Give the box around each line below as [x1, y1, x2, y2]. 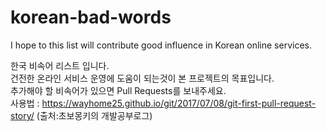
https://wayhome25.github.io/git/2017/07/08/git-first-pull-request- [41, 97, 317, 109]
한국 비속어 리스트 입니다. [10, 59, 110, 71]
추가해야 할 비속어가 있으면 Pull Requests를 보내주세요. [10, 84, 227, 96]
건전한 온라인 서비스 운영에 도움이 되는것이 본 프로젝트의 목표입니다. [10, 72, 275, 84]
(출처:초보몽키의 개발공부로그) [36, 109, 153, 121]
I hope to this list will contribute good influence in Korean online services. [10, 39, 312, 51]
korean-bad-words [10, 6, 172, 29]
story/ [10, 109, 35, 121]
